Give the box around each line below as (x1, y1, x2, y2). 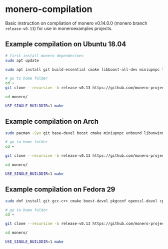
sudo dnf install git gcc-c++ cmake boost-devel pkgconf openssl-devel (5, 198, 157, 203)
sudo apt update (5, 58, 39, 63)
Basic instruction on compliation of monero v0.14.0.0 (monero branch (5, 20, 147, 26)
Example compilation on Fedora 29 (5, 185, 115, 194)
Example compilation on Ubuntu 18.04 (5, 40, 126, 49)
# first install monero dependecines (5, 53, 84, 58)
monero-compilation (5, 4, 92, 15)
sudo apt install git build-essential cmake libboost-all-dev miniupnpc (5, 67, 160, 72)
